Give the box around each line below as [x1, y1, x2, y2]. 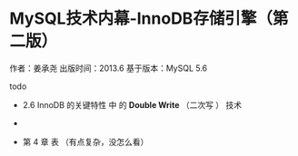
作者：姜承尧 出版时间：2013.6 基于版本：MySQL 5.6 [9, 63, 208, 73]
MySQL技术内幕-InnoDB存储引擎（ [9, 8, 273, 29]
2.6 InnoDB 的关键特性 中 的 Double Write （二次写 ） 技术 [22, 99, 243, 110]
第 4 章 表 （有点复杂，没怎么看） [22, 136, 149, 147]
